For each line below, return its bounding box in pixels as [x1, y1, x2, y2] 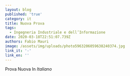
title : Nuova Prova [5, 21, 45, 26]
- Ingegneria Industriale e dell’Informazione [9, 30, 106, 35]
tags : [5, 25, 16, 30]
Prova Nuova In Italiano [5, 66, 52, 72]
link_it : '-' [5, 48, 32, 53]
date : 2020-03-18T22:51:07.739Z [5, 35, 71, 40]
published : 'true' [5, 12, 42, 17]
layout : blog [5, 7, 32, 12]
